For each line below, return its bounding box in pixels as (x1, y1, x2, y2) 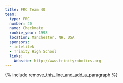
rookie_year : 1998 (9, 30, 48, 35)
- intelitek (9, 44, 35, 49)
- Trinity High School (9, 49, 57, 54)
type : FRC (9, 16, 30, 21)
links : (9, 53, 23, 59)
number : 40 (9, 21, 32, 26)
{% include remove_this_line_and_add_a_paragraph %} (5, 72, 118, 78)
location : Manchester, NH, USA (9, 35, 75, 40)
